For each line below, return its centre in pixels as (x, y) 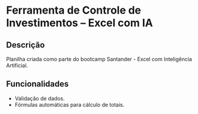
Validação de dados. (40, 98)
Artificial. (17, 65)
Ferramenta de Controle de (74, 10)
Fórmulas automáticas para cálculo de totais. (69, 104)
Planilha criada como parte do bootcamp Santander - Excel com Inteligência (99, 59)
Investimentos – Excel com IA (79, 23)
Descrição (25, 45)
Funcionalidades (38, 84)
